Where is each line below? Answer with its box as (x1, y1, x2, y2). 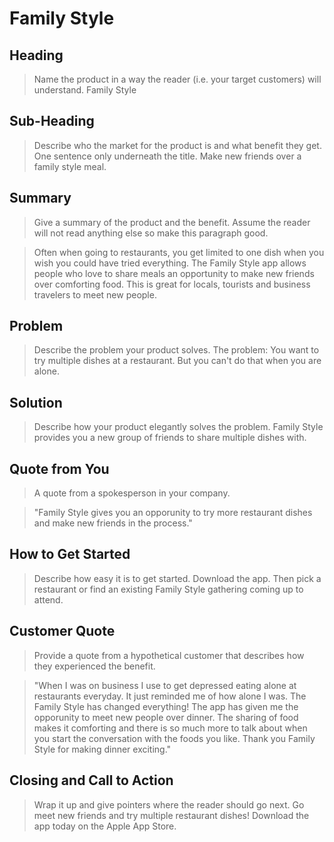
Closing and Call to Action (9, 772, 174, 789)
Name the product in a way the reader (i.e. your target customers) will (33, 73, 322, 85)
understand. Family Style (33, 84, 137, 96)
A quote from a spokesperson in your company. (33, 487, 231, 499)
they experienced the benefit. (33, 660, 156, 672)
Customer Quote (9, 623, 116, 640)
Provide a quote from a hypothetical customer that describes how (33, 649, 305, 661)
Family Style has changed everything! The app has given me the (33, 700, 299, 712)
